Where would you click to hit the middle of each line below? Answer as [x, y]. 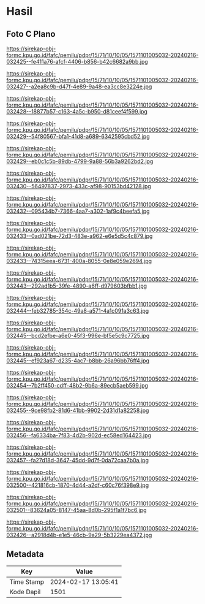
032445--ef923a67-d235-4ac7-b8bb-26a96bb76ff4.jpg [78, 361]
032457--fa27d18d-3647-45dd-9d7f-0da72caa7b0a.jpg [77, 460]
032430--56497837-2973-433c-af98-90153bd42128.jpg [79, 186]
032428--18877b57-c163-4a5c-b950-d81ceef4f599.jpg [77, 111]
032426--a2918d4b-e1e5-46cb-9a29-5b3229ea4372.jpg [79, 535]
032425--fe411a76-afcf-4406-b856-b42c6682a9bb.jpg [77, 62]
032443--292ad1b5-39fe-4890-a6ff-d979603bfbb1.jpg [77, 286]
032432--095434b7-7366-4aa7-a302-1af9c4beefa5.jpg [78, 211]
